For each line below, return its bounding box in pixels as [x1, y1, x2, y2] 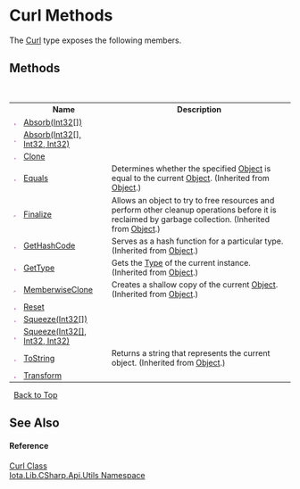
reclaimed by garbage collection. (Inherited [111, 213, 271, 224]
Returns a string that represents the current [111, 348, 271, 359]
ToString [23, 352, 55, 363]
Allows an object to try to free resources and [111, 195, 275, 205]
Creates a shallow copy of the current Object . [111, 279, 279, 290]
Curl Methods [9, 5, 113, 26]
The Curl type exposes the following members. [9, 35, 182, 46]
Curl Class [9, 460, 47, 471]
